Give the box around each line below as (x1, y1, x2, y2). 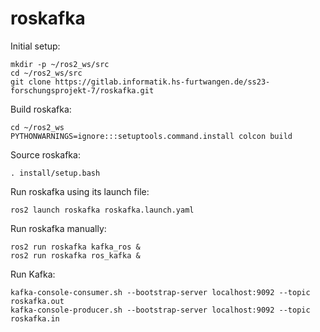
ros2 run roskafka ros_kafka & (10, 250, 141, 261)
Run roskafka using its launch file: (10, 185, 150, 197)
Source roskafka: (10, 148, 81, 161)
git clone (10, 77, 52, 87)
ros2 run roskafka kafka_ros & (10, 242, 141, 252)
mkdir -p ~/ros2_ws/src (10, 59, 110, 69)
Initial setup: (10, 40, 61, 52)
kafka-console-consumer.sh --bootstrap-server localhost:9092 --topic (10, 287, 311, 297)
